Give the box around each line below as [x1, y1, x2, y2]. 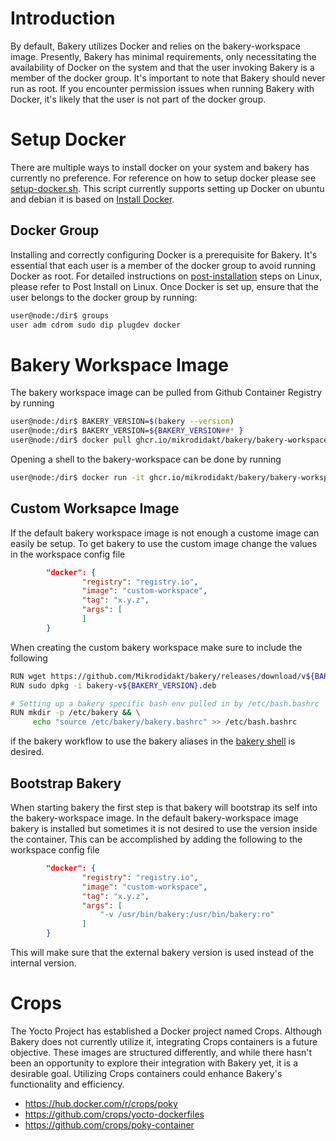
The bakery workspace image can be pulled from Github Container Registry [10, 387, 323, 399]
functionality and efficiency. [10, 1078, 125, 1090]
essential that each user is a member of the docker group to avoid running [10, 259, 316, 271]
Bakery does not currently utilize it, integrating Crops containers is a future [10, 1035, 318, 1047]
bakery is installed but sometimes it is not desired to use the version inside [10, 823, 318, 834]
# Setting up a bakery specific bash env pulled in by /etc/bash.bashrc [10, 698, 320, 709]
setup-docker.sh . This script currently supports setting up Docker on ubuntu [10, 182, 325, 194]
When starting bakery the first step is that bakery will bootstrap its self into [10, 802, 318, 813]
